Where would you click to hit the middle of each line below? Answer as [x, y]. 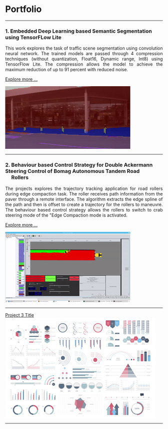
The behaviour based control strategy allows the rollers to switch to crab [84, 209]
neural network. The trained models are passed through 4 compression [84, 54]
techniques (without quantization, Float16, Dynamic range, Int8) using [84, 59]
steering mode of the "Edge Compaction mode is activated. [66, 215]
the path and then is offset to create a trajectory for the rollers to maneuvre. [84, 204]
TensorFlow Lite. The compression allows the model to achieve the [84, 64]
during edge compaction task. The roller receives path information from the [84, 193]
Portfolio [23, 9]
